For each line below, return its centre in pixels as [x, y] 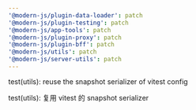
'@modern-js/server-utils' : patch [65, 60]
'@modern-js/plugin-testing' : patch [68, 23]
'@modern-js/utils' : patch [53, 52]
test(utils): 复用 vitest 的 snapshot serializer [79, 97]
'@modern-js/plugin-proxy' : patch [65, 37]
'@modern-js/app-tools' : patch [60, 30]
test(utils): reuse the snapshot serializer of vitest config [98, 81]
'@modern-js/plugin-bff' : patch [61, 45]
